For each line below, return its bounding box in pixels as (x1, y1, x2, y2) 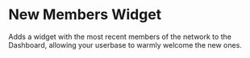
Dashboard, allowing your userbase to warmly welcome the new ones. (8, 40, 242, 49)
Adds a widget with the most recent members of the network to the (8, 32, 232, 41)
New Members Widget (8, 6, 162, 24)
